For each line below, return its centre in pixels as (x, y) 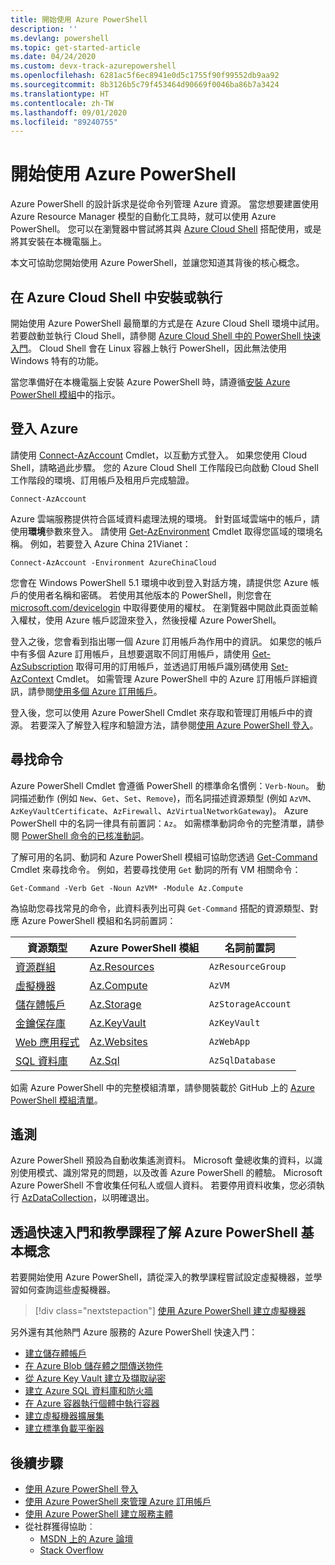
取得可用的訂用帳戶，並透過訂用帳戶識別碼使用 (172, 666)
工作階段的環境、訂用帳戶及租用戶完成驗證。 (102, 480)
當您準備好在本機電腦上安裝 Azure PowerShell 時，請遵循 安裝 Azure (150, 382)
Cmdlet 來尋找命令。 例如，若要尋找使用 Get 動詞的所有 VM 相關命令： (156, 869)
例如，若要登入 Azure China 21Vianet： (110, 543)
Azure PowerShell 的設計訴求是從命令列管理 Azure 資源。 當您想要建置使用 (165, 204)
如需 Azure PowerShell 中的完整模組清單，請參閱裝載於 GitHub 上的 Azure (162, 1087)
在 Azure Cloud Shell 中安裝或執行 (116, 297)
